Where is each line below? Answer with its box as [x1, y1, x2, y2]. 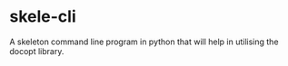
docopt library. [9, 45, 65, 56]
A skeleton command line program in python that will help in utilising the [9, 36, 279, 47]
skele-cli [9, 6, 76, 27]
